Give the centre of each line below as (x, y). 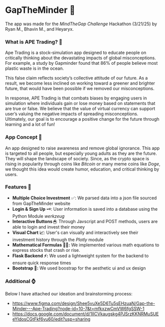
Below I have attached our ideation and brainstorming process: (69, 294)
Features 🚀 (18, 187)
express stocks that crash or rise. (46, 250)
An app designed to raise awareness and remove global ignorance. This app (82, 148)
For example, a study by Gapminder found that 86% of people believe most (82, 63)
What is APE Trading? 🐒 (34, 42)
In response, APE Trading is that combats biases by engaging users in (76, 98)
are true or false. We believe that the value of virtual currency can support (80, 109)
